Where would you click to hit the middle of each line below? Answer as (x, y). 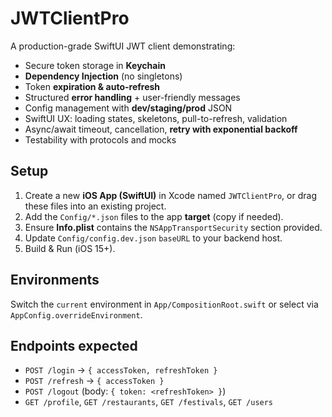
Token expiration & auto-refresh (92, 86)
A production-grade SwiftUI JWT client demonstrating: (123, 46)
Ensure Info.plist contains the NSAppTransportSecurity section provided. (173, 227)
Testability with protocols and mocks (100, 139)
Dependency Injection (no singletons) (103, 76)
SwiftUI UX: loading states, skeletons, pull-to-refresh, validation (156, 118)
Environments (55, 280)
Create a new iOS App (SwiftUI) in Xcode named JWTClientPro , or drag (170, 195)
